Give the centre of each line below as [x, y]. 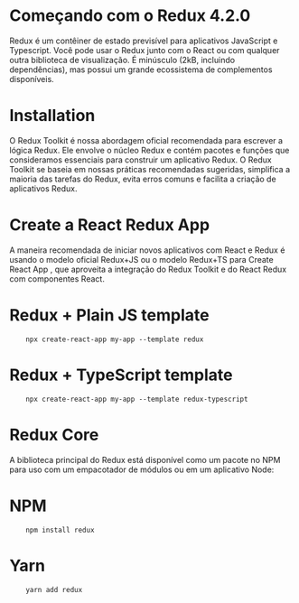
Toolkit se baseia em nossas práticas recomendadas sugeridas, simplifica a [150, 169]
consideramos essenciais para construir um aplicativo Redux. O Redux [141, 160]
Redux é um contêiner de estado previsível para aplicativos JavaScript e [144, 41]
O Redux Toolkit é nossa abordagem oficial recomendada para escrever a [146, 140]
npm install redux [60, 530]
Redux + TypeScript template [121, 375]
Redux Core [54, 435]
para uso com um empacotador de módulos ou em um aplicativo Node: [142, 469]
